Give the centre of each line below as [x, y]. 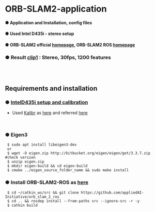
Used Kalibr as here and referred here [50, 113]
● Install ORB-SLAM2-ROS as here [47, 182]
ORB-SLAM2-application [56, 9]
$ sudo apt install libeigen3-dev [42, 145]
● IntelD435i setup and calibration [46, 102]
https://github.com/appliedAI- [112, 193]
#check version [20, 158]
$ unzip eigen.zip [26, 162]
